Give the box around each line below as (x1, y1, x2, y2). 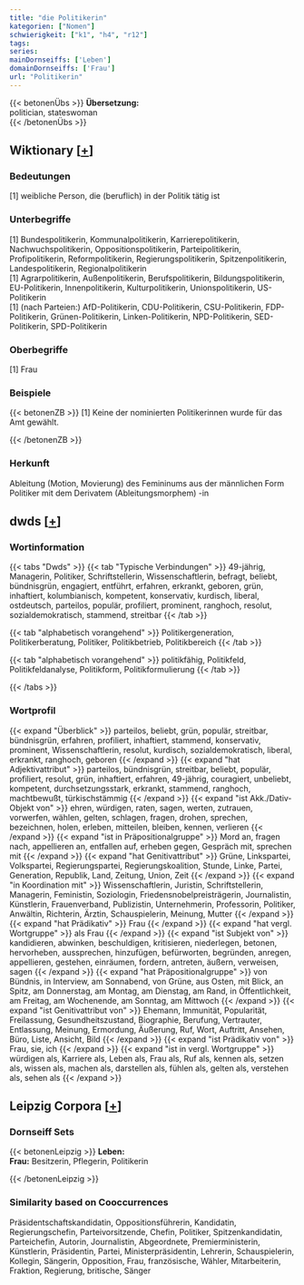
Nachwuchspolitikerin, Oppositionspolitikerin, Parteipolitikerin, (9, 243, 242, 254)
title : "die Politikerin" (9, 13, 107, 23)
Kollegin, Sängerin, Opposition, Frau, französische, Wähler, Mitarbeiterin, (9, 1255, 281, 1266)
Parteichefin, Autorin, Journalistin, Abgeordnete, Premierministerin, (9, 1236, 260, 1247)
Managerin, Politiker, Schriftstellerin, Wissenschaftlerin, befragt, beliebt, (9, 571, 279, 582)
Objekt (9, 802, 34, 813)
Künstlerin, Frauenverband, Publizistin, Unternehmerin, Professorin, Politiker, (9, 898, 296, 909)
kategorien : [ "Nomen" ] (9, 22, 95, 31)
